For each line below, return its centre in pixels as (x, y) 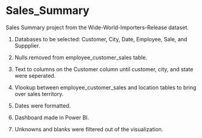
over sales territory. (39, 94)
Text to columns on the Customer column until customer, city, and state (104, 69)
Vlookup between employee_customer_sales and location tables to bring (105, 87)
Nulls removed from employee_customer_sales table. (81, 57)
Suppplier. (27, 46)
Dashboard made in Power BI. (52, 117)
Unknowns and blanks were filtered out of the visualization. (89, 129)
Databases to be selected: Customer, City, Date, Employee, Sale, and (101, 39)
